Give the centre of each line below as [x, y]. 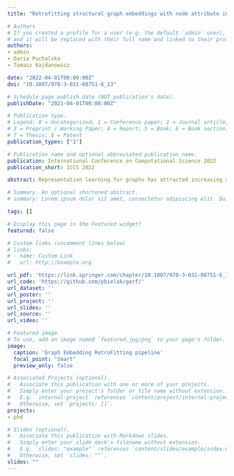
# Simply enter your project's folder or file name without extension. [117, 391]
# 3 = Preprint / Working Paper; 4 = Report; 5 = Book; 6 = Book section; [118, 129]
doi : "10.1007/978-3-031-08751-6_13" [62, 84]
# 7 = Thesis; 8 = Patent [45, 135]
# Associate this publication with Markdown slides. [88, 436]
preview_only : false [43, 366]
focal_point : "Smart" [45, 359]
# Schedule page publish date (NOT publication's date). [92, 97]
